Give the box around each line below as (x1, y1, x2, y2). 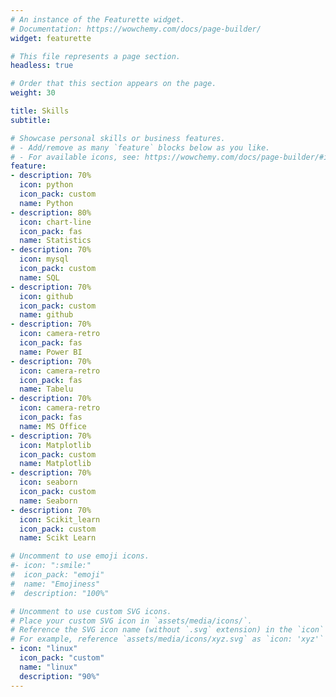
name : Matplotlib (19, 459, 92, 469)
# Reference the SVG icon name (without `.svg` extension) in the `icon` (10, 625, 325, 635)
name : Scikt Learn (19, 533, 97, 543)
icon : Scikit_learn (19, 514, 101, 525)
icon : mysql (19, 254, 70, 265)
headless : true (10, 61, 74, 71)
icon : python (19, 180, 74, 190)
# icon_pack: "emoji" (10, 570, 105, 580)
